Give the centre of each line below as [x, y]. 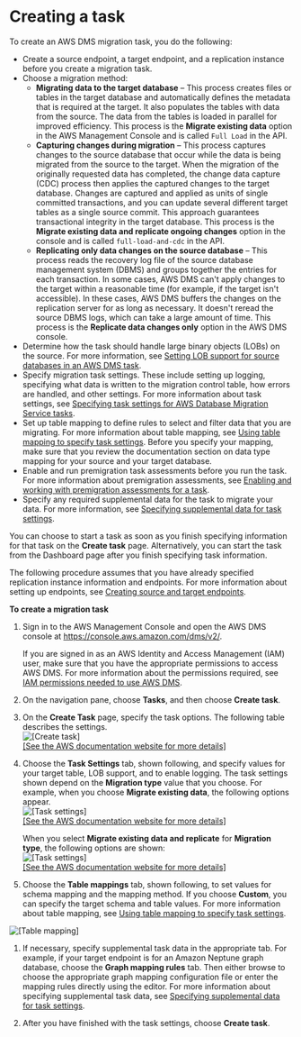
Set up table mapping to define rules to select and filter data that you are [157, 423]
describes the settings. [65, 726]
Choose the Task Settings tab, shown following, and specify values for [154, 763]
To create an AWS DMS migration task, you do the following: [121, 41]
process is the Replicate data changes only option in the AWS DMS [161, 327]
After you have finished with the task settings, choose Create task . [146, 1023]
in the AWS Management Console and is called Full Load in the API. [161, 135]
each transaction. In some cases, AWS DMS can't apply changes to [160, 279]
